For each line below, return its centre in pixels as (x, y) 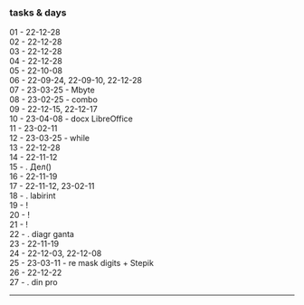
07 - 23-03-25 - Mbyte (52, 90)
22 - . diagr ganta (42, 234)
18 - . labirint (33, 195)
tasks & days (38, 13)
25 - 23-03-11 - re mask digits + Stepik (81, 263)
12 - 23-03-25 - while (50, 138)
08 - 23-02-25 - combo (53, 100)
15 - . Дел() (31, 167)
